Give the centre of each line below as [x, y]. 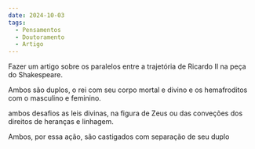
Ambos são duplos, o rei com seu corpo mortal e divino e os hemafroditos [128, 90]
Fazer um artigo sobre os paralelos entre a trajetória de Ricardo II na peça [127, 66]
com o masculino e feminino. [55, 98]
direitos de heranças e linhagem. [61, 122]
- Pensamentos [38, 30]
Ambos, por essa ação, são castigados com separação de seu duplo [119, 137]
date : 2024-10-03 [36, 15]
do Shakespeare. [35, 75]
